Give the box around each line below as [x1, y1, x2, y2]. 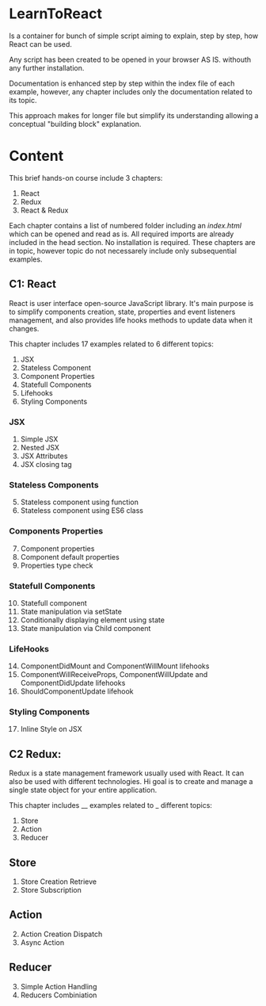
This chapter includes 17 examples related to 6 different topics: [9, 339, 215, 349]
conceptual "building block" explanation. [9, 119, 142, 128]
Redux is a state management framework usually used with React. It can [9, 768, 245, 778]
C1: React [9, 277, 57, 291]
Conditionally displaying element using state [20, 615, 165, 625]
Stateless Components [9, 479, 99, 490]
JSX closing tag [20, 459, 72, 469]
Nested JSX [20, 442, 60, 452]
